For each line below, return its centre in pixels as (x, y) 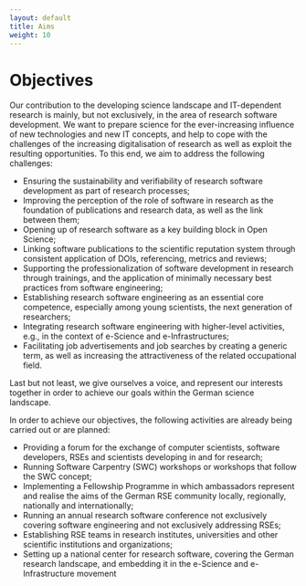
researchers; (47, 317)
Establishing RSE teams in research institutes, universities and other (150, 535)
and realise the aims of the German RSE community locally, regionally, (154, 496)
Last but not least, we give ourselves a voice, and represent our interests (146, 383)
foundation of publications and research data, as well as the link (142, 210)
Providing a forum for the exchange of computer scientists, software (151, 447)
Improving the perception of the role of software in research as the (148, 201)
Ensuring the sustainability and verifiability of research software (142, 181)
